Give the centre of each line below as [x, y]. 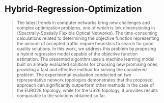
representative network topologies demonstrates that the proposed [84, 80]
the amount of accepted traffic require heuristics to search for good [85, 43]
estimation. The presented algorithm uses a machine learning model [85, 59]
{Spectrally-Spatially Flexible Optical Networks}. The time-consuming [87, 33]
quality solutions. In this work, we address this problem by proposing [86, 49]
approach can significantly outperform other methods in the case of [85, 85]
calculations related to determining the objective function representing [88, 38]
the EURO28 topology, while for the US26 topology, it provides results [87, 90]
